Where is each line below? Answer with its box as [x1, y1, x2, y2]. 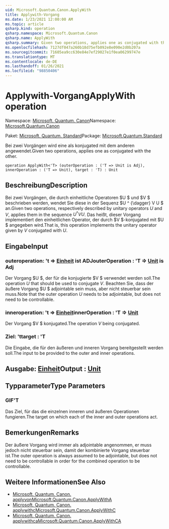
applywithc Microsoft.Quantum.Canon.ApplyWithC [12, 507, 116, 513]
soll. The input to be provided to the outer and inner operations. [5, 350, 135, 356]
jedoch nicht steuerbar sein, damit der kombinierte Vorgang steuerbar [5, 447, 150, 453]
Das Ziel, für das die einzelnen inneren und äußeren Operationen [5, 408, 139, 414]
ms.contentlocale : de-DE [5, 59, 57, 64]
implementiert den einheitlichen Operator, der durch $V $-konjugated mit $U [5, 217, 164, 223]
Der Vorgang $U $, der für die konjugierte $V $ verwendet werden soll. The [5, 275, 160, 281]
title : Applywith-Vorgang [5, 12, 59, 17]
